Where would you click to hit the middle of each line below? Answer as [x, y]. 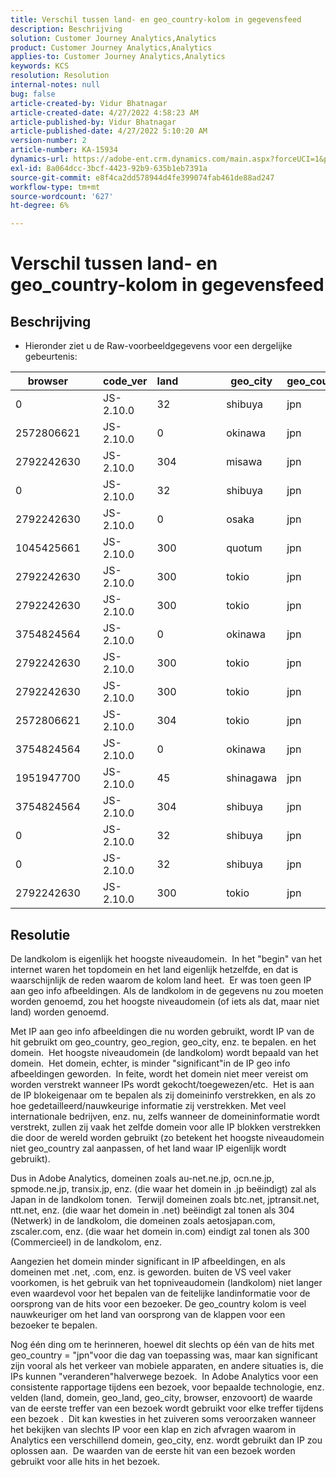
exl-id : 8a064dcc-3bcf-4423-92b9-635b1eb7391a [109, 168]
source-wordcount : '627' [62, 196]
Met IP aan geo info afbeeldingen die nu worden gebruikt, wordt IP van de [162, 1031]
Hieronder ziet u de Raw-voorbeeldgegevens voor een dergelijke [158, 346]
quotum [244, 548]
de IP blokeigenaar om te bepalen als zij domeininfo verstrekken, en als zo [163, 1095]
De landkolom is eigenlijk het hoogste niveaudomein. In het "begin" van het [166, 958]
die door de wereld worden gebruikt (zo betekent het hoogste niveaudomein [167, 1137]
